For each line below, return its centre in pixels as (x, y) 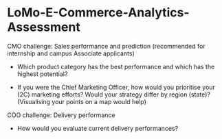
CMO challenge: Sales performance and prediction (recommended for (106, 46)
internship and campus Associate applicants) (71, 53)
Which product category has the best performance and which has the (116, 66)
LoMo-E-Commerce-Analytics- (99, 13)
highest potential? (42, 74)
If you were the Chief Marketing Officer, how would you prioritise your (116, 87)
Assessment (44, 27)
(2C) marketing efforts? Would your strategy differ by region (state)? (114, 94)
